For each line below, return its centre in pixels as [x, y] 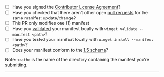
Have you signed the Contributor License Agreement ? [66, 7]
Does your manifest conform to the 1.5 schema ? [60, 50]
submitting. [16, 65]
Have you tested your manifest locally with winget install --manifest [83, 39]
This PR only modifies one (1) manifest [51, 23]
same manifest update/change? [44, 18]
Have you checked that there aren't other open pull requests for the [80, 13]
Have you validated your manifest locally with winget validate [75, 29]
